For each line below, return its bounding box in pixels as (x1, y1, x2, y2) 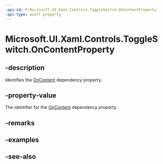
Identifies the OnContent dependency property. (5, 77, 102, 82)
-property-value (5, 91, 57, 99)
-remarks (5, 119, 35, 127)
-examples (5, 136, 39, 144)
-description (5, 64, 45, 72)
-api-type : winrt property (5, 12, 61, 17)
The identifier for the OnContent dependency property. (5, 104, 118, 110)
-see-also (5, 153, 36, 161)
